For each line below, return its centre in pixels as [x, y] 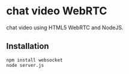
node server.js [25, 65]
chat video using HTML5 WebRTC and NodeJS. [65, 27]
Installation [28, 46]
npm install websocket [34, 60]
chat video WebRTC [57, 11]
